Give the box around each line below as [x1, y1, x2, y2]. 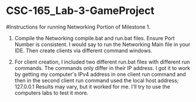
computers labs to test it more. [14, 89, 89, 96]
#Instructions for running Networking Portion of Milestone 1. [6, 23, 151, 30]
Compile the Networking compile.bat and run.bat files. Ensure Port [14, 34, 175, 41]
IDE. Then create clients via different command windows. [14, 47, 153, 54]
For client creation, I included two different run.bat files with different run [14, 58, 190, 65]
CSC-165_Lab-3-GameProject [6, 4, 155, 17]
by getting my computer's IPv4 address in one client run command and [14, 71, 186, 78]
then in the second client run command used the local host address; [14, 77, 179, 84]
